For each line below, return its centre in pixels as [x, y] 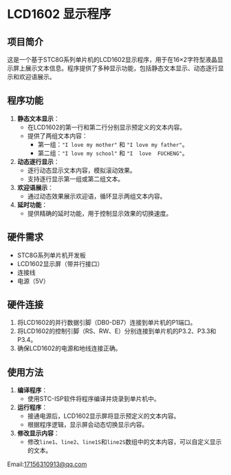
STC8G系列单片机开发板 [51, 255]
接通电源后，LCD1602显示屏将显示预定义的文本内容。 [103, 416]
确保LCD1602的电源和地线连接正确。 [69, 348]
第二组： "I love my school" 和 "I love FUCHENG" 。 [113, 153]
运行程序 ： [32, 407]
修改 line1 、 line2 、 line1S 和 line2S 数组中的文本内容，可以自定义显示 [124, 442]
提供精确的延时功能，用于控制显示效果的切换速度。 [100, 213]
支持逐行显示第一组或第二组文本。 [76, 179]
